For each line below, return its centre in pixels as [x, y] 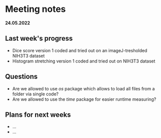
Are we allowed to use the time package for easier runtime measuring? [84, 99]
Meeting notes [35, 9]
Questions [21, 77]
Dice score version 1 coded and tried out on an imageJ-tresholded [80, 50]
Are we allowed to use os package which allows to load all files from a [83, 88]
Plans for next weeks [38, 114]
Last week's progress [39, 38]
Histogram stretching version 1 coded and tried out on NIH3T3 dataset [84, 61]
